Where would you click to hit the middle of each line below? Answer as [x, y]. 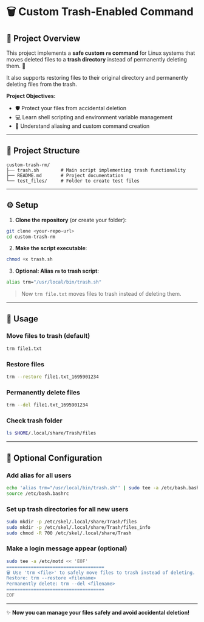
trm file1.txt [24, 348]
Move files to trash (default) [48, 336]
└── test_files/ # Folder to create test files [73, 181]
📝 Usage [22, 319]
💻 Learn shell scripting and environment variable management [94, 117]
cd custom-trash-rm [31, 237]
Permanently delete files [43, 392]
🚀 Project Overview [43, 38]
